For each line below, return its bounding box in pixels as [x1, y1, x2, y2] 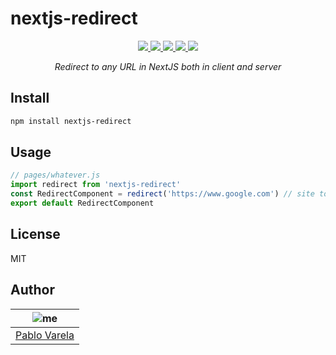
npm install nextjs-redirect [10, 116, 132, 126]
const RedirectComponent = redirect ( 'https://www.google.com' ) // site [10, 189, 315, 199]
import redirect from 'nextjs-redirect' [10, 180, 182, 190]
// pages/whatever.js [10, 170, 101, 181]
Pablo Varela [15, 328, 75, 342]
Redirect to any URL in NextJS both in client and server [54, 60, 282, 72]
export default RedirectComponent [10, 198, 155, 209]
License [10, 226, 61, 243]
